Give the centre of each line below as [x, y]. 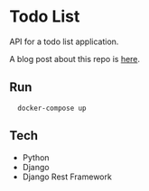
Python [36, 157]
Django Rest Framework [67, 177]
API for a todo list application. [64, 41]
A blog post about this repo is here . [75, 59]
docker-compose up [52, 108]
